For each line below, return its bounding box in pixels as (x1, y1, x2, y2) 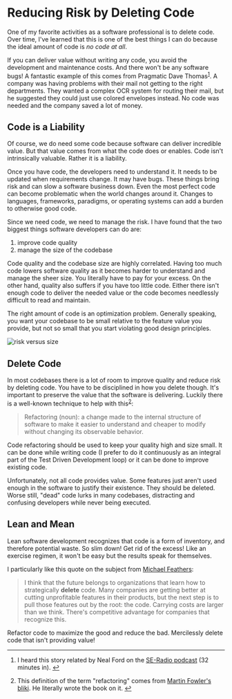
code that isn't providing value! (7, 635, 95, 644)
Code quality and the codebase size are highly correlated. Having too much (7, 260, 222, 268)
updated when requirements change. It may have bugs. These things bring (7, 175, 220, 183)
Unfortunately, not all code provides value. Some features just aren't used (7, 476, 217, 484)
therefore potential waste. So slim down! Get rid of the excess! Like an (7, 544, 206, 552)
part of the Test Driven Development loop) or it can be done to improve (7, 455, 209, 464)
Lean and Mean (7, 518, 75, 530)
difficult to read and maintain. (7, 296, 91, 305)
